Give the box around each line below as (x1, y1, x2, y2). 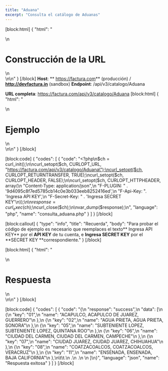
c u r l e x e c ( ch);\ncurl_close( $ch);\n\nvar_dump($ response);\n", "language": (5, 204, 158, 212)
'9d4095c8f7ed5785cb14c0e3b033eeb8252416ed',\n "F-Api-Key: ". (5, 188, 147, 194)
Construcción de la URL (5, 54, 106, 65)
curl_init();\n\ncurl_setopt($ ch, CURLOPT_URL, (5, 161, 102, 167)
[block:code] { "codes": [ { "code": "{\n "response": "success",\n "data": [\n (5, 306, 163, 312)
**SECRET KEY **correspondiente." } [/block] (5, 237, 102, 243)
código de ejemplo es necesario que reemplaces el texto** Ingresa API (5, 226, 153, 232)
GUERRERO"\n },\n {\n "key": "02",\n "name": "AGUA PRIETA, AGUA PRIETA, (5, 317, 164, 323)
